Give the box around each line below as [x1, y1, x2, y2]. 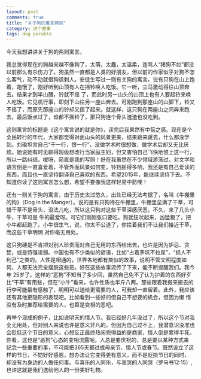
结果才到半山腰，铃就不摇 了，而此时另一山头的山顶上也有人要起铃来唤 [16, 91, 191, 98]
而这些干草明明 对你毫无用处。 [6, 229, 81, 236]
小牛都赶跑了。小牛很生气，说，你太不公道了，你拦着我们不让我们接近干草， [6, 221, 195, 228]
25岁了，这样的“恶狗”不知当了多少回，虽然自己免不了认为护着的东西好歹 [13, 271, 192, 278]
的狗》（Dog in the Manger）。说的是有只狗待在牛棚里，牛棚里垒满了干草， [6, 199, 188, 206]
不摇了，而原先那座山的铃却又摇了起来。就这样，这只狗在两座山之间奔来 [6, 106, 184, 113]
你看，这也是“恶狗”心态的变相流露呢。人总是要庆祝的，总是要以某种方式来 [6, 336, 190, 344]
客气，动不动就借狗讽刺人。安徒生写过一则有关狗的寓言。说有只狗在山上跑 [11, 76, 195, 83]
